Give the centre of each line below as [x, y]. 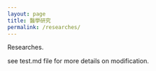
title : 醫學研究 [29, 21]
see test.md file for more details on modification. [78, 61]
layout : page [27, 14]
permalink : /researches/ [44, 27]
